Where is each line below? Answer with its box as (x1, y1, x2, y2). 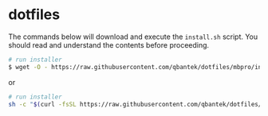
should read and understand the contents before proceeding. (8, 40, 210, 49)
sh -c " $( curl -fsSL (8, 100, 77, 108)
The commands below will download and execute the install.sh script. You (8, 32, 258, 41)
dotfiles (8, 6, 61, 24)
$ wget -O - (8, 63, 48, 71)
